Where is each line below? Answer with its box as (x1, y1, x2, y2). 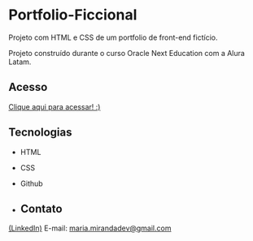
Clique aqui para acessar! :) (8, 101, 101, 111)
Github (20, 179, 43, 188)
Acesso (8, 80, 48, 94)
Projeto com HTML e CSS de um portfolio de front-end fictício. (8, 32, 218, 42)
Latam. (8, 57, 32, 67)
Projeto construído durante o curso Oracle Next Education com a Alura (8, 48, 246, 58)
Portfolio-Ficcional (8, 6, 137, 24)
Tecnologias (8, 126, 72, 140)
